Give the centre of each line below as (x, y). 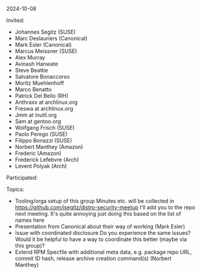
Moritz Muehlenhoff (39, 83)
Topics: (15, 189)
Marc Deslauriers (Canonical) (51, 38)
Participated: (22, 178)
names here (30, 220)
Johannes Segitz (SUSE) (45, 32)
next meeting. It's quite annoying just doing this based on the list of (98, 214)
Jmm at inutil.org (36, 115)
